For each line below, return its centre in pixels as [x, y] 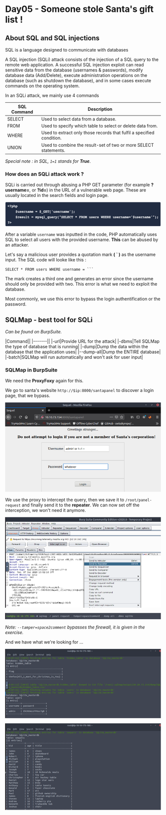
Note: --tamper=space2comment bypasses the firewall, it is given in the [75, 627]
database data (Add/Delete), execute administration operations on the [76, 75]
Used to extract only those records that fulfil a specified [98, 133]
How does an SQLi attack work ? [44, 174]
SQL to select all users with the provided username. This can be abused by [82, 240]
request [13, 505]
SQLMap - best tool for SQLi [49, 320]
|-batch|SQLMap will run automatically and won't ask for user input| [74, 357]
